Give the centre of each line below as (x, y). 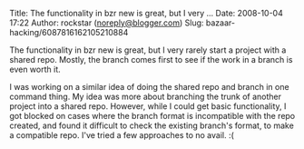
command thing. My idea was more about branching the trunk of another (146, 96)
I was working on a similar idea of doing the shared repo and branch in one (149, 87)
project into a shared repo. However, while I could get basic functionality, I (148, 106)
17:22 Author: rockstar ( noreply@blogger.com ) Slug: (107, 23)
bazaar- (221, 23)
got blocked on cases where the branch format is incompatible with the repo (152, 116)
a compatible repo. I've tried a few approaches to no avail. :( (122, 135)
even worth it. (35, 69)
